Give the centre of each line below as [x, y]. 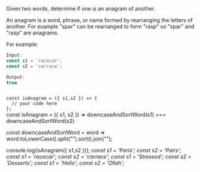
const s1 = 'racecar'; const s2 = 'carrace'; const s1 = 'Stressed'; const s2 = [99, 157]
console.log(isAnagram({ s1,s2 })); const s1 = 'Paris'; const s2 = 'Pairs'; [94, 151]
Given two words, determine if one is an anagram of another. [81, 9]
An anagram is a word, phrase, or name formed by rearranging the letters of [99, 20]
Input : [14, 55]
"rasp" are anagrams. [33, 33]
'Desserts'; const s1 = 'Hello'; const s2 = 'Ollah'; [65, 163]
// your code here [35, 104]
